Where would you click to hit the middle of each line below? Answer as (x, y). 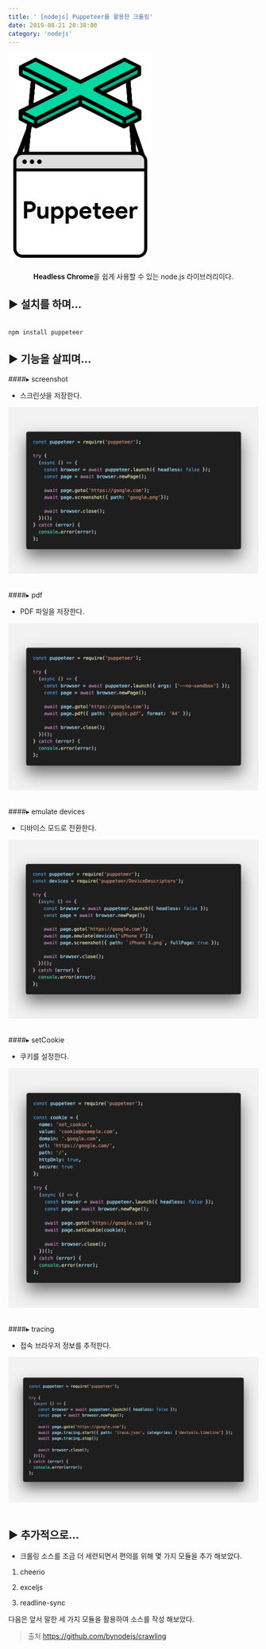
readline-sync (42, 1602)
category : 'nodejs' (40, 33)
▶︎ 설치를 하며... (45, 304)
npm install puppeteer (46, 333)
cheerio (32, 1572)
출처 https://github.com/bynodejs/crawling (97, 1635)
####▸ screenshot (39, 379)
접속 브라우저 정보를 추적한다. (66, 1346)
